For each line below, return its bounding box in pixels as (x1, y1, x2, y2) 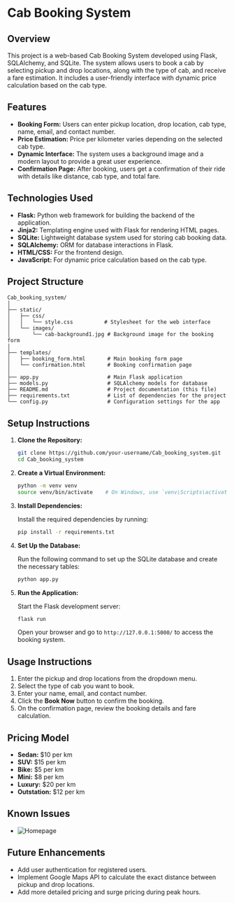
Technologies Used (7, 192, 93, 204)
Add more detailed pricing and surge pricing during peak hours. (17, 888, 201, 896)
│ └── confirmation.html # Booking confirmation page (7, 362, 192, 369)
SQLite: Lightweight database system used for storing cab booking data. (17, 233, 227, 241)
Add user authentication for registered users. (17, 865, 147, 874)
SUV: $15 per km (17, 758, 66, 766)
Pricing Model (7, 731, 70, 743)
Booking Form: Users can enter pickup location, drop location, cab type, (17, 120, 227, 128)
